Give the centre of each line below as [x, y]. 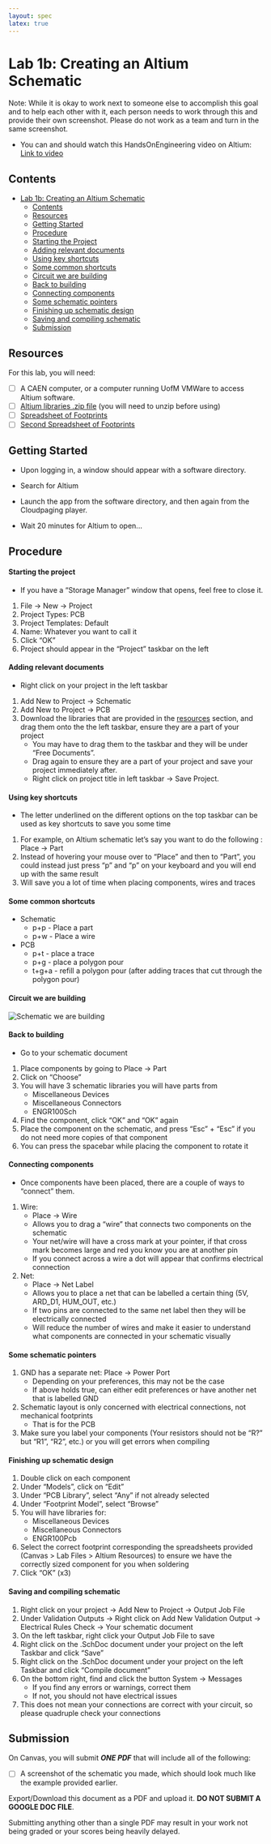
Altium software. [47, 397]
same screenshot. [38, 129]
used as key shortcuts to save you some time [95, 824]
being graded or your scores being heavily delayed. [94, 1831]
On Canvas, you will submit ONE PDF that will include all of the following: [129, 1758]
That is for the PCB [64, 1425]
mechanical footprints [56, 1416]
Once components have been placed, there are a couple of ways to [132, 1182]
